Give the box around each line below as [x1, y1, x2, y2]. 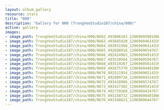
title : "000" [5, 16, 32, 21]
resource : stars [5, 12, 38, 17]
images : [5, 30, 21, 35]
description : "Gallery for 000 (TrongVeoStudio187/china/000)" [5, 20, 137, 26]
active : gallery [5, 25, 38, 30]
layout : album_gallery [5, 7, 51, 12]
